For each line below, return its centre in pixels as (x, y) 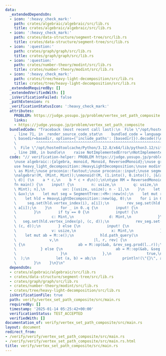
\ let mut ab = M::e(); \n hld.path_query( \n (76, 235)
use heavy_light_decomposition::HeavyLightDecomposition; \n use (81, 166)
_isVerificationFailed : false (41, 97)
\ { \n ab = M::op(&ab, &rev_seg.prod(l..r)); (87, 245)
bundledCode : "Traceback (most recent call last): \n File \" (75, 129)
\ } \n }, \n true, (86, 254)
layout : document (23, 327)
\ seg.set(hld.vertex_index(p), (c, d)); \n (62, 222)
